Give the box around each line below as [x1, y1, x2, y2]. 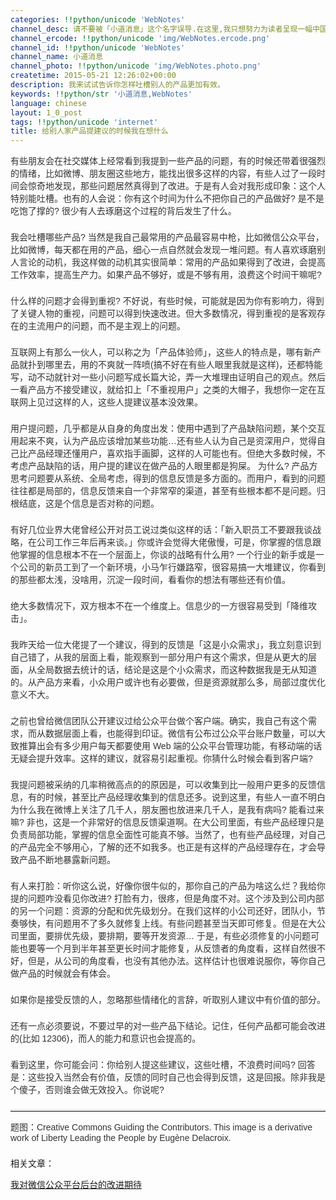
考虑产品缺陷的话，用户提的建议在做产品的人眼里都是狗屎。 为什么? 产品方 [10, 461, 318, 472]
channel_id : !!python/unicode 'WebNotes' [10, 42, 186, 53]
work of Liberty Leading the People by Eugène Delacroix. [10, 1132, 232, 1144]
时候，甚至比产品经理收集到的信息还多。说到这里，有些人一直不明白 [44, 792, 326, 803]
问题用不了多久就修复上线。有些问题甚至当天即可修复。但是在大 [53, 918, 317, 930]
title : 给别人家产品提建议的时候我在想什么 [10, 126, 169, 136]
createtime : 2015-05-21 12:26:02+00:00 [10, 71, 177, 81]
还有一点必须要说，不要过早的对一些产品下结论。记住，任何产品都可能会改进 [10, 1021, 326, 1032]
